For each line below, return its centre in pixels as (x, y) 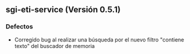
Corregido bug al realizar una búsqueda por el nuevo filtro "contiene (99, 39)
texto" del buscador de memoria (54, 46)
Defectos (20, 27)
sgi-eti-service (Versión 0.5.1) (63, 10)
